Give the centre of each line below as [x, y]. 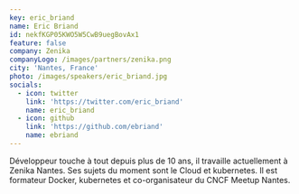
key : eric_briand [42, 18]
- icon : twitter [48, 93]
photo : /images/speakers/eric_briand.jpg [89, 77]
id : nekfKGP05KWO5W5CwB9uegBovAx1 [75, 34]
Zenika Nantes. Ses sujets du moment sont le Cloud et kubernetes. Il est [144, 170]
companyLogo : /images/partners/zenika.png [90, 60]
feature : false [38, 43]
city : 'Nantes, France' [54, 69]
